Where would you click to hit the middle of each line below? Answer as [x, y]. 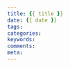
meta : [15, 53]
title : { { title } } [35, 14]
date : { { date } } [32, 20]
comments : [21, 46]
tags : [15, 27]
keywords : [21, 40]
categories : [24, 33]
